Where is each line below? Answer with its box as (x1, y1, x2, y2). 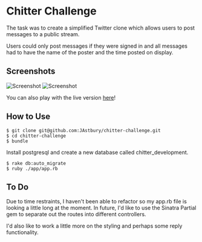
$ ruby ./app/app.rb (6, 165, 59, 171)
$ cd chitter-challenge (6, 133, 67, 139)
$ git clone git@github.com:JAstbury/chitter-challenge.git (6, 127, 161, 133)
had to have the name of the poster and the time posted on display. (6, 48, 174, 56)
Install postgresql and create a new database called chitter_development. (6, 148, 189, 156)
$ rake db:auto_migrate (6, 160, 67, 167)
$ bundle (6, 138, 28, 144)
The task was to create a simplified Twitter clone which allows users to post (6, 24, 195, 31)
